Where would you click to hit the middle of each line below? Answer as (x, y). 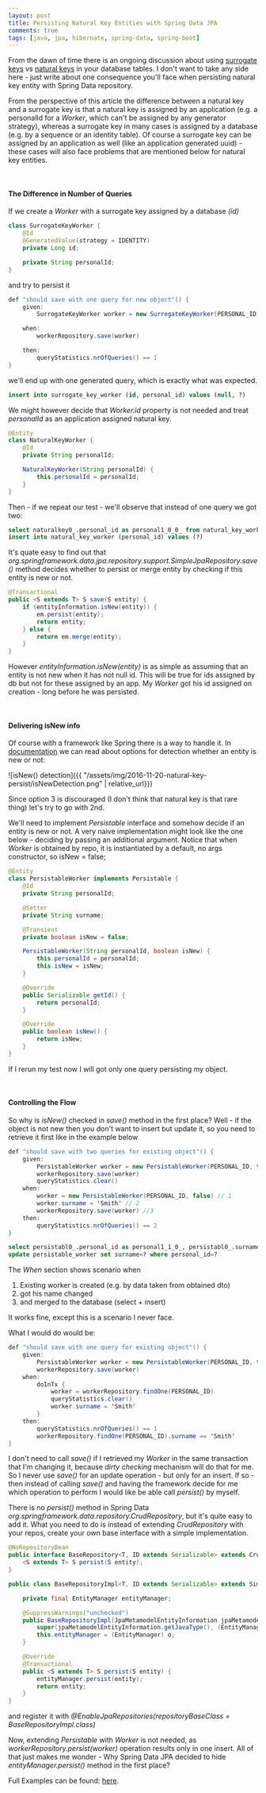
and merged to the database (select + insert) (93, 1302)
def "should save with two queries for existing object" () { (111, 1152)
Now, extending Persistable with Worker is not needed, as (103, 1740)
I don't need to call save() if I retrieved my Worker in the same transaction (128, 1459)
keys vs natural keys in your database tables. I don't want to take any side (129, 69)
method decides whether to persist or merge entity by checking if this (129, 570)
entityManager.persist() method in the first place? (89, 1765)
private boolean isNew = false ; (76, 937)
